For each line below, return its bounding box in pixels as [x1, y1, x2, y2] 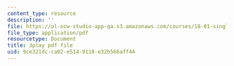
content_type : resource [7, 10, 77, 17]
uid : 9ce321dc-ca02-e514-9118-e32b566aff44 [7, 49, 136, 56]
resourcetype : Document [7, 36, 77, 43]
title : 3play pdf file [7, 42, 73, 49]
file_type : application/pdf [7, 29, 89, 36]
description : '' [7, 16, 54, 23]
